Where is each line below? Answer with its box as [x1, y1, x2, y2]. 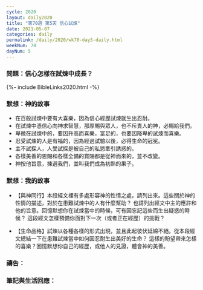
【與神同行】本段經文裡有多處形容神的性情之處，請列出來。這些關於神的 [14, 191, 195, 199]
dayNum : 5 [6, 48, 31, 54]
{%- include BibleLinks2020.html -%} [6, 84, 100, 91]
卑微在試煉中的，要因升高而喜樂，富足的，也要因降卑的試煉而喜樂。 [14, 130, 185, 137]
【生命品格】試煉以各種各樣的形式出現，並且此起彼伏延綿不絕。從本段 [14, 227, 190, 234]
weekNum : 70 [6, 43, 36, 49]
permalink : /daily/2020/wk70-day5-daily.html [6, 37, 123, 43]
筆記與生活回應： [6, 277, 56, 285]
